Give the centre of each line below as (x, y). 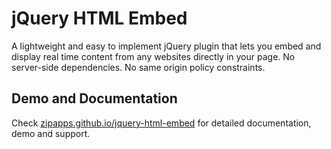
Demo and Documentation (94, 98)
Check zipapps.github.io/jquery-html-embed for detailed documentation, (161, 123)
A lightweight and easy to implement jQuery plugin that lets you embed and (166, 46)
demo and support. (51, 133)
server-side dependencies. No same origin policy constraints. (138, 67)
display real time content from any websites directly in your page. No (153, 56)
